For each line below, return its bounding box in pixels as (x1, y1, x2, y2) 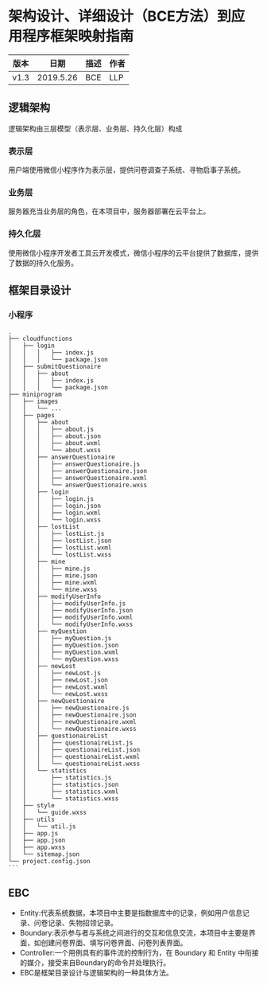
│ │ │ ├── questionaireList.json (8, 746, 141, 754)
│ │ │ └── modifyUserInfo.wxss (8, 620, 133, 629)
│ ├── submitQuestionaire (8, 363, 102, 371)
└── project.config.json (8, 858, 91, 866)
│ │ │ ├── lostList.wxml (8, 544, 112, 552)
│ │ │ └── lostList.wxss (8, 551, 112, 559)
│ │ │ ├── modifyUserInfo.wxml (8, 614, 133, 622)
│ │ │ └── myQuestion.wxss (8, 655, 119, 663)
